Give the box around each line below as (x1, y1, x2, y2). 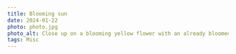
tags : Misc (7, 36, 39, 43)
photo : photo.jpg (7, 23, 58, 30)
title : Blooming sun (7, 10, 68, 18)
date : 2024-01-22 (7, 17, 58, 24)
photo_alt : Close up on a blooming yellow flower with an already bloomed (7, 29, 231, 37)
